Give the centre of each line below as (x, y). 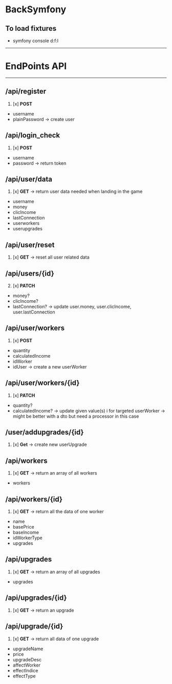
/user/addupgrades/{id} (45, 432)
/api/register (26, 92)
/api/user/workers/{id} (42, 383)
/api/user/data (29, 179)
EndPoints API (36, 66)
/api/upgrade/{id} (34, 626)
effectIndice (25, 670)
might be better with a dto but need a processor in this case (76, 416)
